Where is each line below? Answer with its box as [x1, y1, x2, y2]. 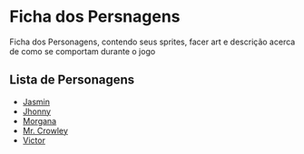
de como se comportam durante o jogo [9, 45, 156, 56]
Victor [22, 134, 45, 146]
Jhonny [22, 106, 52, 117]
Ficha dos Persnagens [9, 6, 181, 27]
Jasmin [22, 96, 50, 107]
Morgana [22, 115, 57, 126]
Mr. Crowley [22, 125, 68, 136]
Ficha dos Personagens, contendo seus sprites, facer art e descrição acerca [9, 36, 296, 47]
